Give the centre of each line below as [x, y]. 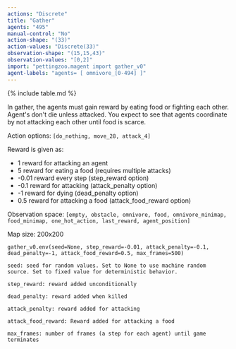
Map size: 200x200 [36, 234]
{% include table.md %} [42, 93]
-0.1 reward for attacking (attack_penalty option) [87, 185]
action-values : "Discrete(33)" [53, 47]
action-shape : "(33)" [39, 40]
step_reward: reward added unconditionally [72, 284]
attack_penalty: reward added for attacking [74, 309]
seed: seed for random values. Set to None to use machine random [107, 266]
